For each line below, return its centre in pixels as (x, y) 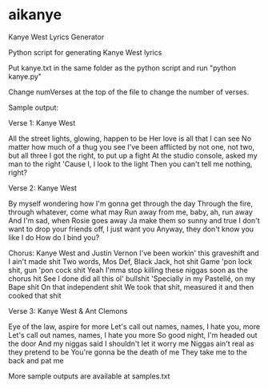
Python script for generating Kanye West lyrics (85, 52)
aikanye (35, 15)
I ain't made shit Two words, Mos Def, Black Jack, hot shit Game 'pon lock (130, 261)
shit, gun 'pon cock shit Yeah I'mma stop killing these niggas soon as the (128, 270)
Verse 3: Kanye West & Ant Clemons (68, 311)
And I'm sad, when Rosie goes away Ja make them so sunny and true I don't (134, 220)
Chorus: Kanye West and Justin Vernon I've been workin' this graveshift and (134, 253)
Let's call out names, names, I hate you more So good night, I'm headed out (133, 335)
